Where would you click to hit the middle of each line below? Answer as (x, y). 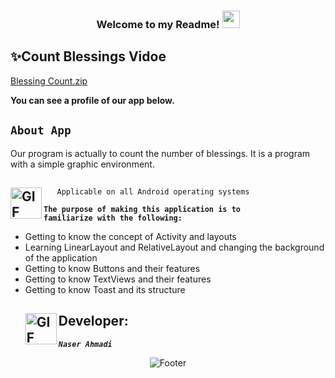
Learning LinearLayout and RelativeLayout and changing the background (174, 247)
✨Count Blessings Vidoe (88, 56)
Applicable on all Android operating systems (153, 191)
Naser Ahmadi (85, 344)
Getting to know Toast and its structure (105, 289)
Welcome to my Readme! (158, 24)
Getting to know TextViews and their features (118, 279)
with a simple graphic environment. (82, 164)
